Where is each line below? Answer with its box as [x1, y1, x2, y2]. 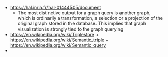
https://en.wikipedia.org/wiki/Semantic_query [10, 42, 106, 48]
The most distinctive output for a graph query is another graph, [17, 10, 151, 16]
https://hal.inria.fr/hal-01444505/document [10, 5, 101, 10]
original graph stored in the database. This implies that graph [17, 20, 147, 26]
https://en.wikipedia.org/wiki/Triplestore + [10, 32, 99, 37]
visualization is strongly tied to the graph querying [17, 26, 124, 32]
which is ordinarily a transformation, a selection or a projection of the [17, 15, 163, 21]
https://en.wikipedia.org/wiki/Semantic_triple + [10, 37, 109, 43]
